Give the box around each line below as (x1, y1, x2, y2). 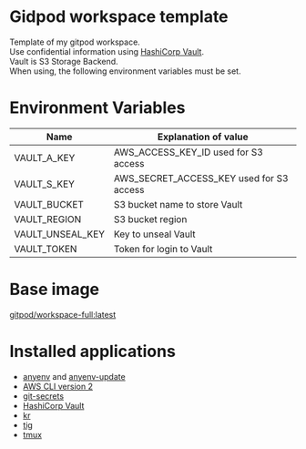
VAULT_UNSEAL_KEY (14, 228, 106, 240)
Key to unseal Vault (113, 228, 196, 240)
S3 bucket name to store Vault (113, 198, 243, 210)
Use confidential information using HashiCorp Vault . (9, 46, 205, 56)
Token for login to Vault (113, 242, 213, 255)
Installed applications (9, 342, 176, 362)
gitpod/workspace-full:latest (9, 309, 117, 320)
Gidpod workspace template (9, 6, 229, 27)
